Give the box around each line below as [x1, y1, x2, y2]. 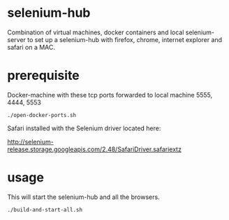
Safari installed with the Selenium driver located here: [7, 124, 161, 132]
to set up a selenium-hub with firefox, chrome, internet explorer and [27, 35, 222, 43]
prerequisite [7, 68, 80, 83]
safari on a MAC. [7, 43, 56, 51]
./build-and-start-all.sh [7, 206, 82, 213]
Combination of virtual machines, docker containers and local [7, 28, 184, 36]
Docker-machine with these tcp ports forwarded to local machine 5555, [7, 90, 213, 99]
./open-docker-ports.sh [7, 111, 77, 118]
